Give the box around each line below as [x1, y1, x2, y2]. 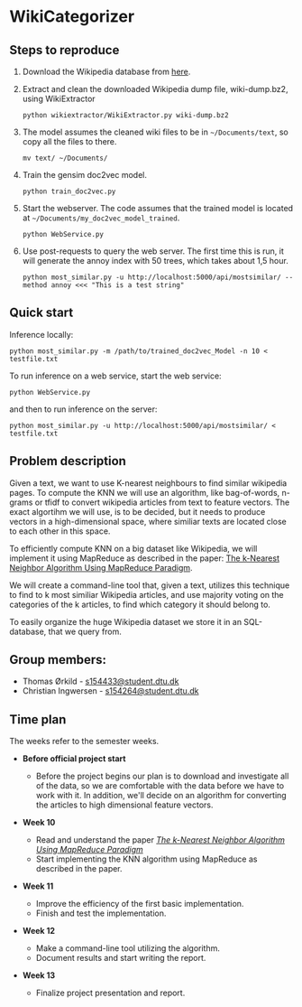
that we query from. [48, 626, 122, 637]
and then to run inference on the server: [9, 404, 158, 415]
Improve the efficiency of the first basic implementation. [35, 899, 244, 909]
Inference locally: [9, 329, 74, 340]
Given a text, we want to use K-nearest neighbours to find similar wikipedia [9, 477, 288, 489]
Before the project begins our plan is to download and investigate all [35, 770, 289, 782]
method [22, 281, 48, 290]
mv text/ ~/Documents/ [22, 154, 108, 163]
